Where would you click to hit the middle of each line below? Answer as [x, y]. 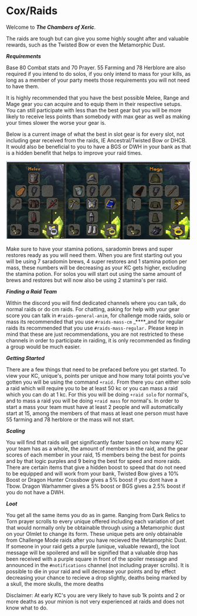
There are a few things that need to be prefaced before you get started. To [96, 369]
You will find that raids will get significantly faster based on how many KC [95, 442]
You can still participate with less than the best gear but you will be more [94, 110]
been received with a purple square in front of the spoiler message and [92, 559]
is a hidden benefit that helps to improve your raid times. [74, 153]
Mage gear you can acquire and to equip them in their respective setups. [94, 104]
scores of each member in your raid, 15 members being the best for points [96, 455]
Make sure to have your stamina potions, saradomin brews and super [90, 249]
